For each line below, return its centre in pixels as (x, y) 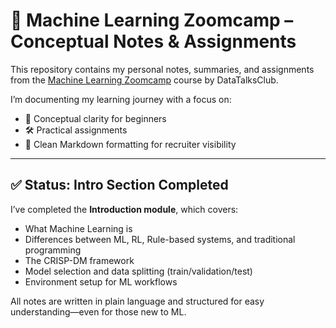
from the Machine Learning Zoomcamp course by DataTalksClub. (144, 80)
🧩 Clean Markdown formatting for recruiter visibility (130, 144)
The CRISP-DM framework (79, 260)
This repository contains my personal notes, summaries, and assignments (162, 69)
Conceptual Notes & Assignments (153, 41)
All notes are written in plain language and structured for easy (137, 301)
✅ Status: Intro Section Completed (119, 185)
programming (53, 250)
